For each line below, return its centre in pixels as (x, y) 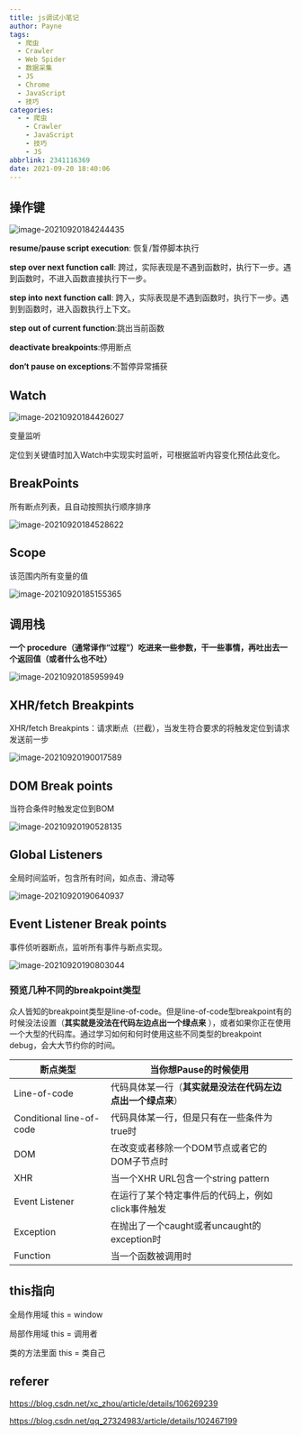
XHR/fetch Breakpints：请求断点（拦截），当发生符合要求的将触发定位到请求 (150, 728)
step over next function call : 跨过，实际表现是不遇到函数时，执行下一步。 (147, 268)
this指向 (32, 1291)
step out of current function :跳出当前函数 (87, 328)
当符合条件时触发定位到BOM (62, 809)
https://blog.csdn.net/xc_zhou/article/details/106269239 (114, 1403)
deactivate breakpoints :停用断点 (71, 347)
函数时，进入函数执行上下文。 (80, 309)
